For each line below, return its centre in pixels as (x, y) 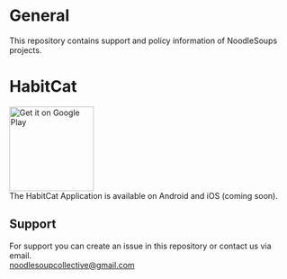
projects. (26, 49)
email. (21, 255)
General (40, 16)
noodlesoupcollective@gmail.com (72, 265)
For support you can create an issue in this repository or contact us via (140, 246)
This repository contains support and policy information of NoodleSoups (143, 40)
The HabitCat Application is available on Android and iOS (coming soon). (144, 195)
